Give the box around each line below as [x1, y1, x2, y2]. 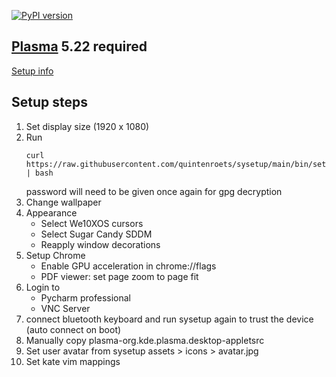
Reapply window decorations [40, 238, 161, 250]
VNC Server [40, 302, 91, 314]
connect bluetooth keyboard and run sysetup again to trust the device [25, 313, 314, 325]
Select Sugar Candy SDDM [40, 228, 153, 240]
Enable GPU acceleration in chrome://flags [40, 260, 217, 272]
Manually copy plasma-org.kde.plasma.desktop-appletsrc [25, 334, 265, 346]
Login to [25, 281, 61, 293]
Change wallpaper [25, 196, 102, 208]
